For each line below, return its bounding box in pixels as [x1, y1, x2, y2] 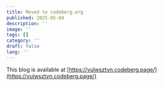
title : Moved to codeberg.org [6, 9, 84, 15]
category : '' [6, 37, 40, 44]
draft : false [6, 44, 40, 50]
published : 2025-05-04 [6, 15, 64, 21]
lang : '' [6, 49, 29, 55]
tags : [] [6, 32, 29, 38]
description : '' [6, 20, 48, 26]
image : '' [6, 26, 32, 33]
